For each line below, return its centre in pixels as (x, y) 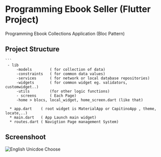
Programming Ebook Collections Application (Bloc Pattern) (65, 33)
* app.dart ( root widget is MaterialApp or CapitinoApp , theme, (83, 109)
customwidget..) (22, 87)
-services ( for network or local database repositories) (83, 78)
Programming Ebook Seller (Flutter (78, 9)
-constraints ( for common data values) (61, 74)
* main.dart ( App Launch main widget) (53, 117)
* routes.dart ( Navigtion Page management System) (64, 122)
